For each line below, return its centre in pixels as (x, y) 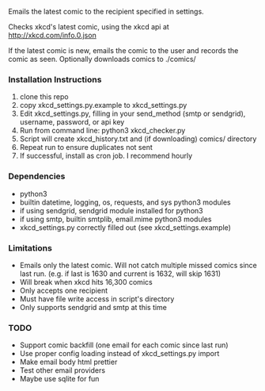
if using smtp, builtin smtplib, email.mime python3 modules (115, 219)
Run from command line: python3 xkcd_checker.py (102, 131)
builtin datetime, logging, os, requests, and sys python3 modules (125, 202)
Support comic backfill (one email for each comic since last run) (124, 345)
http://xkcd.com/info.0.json (52, 35)
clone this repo (44, 97)
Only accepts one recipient (64, 290)
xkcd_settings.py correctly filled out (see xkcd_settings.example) (125, 227)
